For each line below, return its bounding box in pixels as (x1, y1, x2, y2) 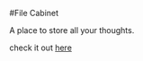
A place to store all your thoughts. (9, 25, 135, 35)
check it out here (9, 42, 72, 53)
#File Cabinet (9, 8, 59, 18)
